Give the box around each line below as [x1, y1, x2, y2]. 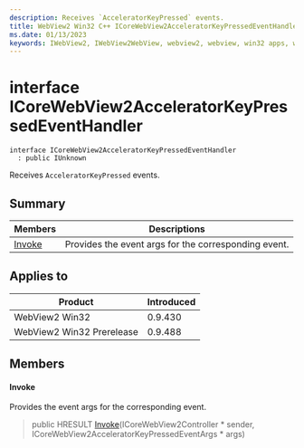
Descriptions [148, 223, 205, 235]
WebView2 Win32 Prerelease [14, 325, 138, 338]
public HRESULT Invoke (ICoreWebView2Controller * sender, [31, 419, 255, 430]
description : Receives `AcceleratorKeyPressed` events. [9, 13, 224, 23]
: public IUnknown [17, 154, 88, 163]
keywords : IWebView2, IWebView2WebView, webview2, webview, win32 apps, [9, 38, 290, 48]
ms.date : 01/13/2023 [9, 30, 88, 39]
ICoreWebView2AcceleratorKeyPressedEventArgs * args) [31, 429, 246, 440]
